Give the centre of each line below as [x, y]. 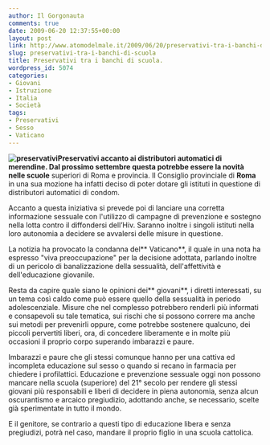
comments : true [34, 23]
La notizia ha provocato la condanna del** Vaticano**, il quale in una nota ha [135, 249]
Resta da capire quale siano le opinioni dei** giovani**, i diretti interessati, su [135, 290]
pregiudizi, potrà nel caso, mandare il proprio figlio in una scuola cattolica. [131, 432]
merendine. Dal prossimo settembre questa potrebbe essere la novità [127, 166]
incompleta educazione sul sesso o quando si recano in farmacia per [123, 365]
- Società [25, 105]
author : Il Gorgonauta [46, 16]
